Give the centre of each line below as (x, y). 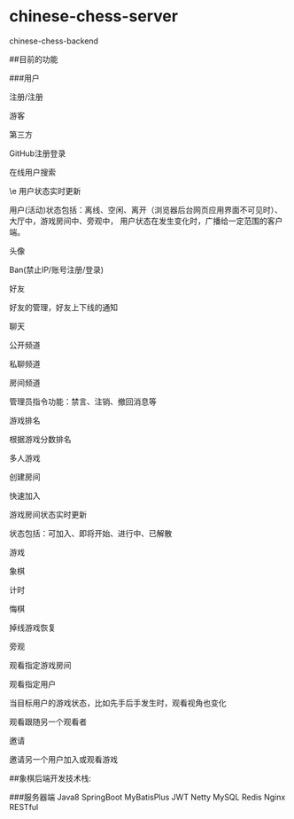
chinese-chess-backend (54, 41)
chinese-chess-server (94, 16)
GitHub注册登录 (38, 153)
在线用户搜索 (32, 172)
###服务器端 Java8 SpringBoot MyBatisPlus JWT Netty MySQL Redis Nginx (147, 797)
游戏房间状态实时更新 (48, 514)
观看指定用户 (32, 683)
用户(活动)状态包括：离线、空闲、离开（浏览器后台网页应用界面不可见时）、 (146, 209)
